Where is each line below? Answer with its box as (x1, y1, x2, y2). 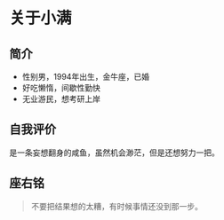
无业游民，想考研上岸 (21, 94, 100, 104)
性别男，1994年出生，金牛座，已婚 (21, 72, 149, 82)
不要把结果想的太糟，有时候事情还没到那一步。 (30, 200, 203, 211)
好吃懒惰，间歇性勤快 (21, 82, 100, 93)
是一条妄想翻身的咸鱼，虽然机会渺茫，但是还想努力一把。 (9, 147, 220, 158)
